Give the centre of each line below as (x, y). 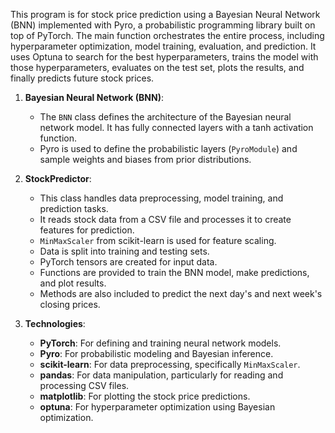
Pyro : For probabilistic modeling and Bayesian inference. (156, 353)
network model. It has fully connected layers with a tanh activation (176, 127)
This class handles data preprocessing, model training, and (161, 198)
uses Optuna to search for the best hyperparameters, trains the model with (164, 57)
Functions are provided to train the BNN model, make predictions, (174, 272)
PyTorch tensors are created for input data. (128, 262)
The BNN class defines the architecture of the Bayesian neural (165, 117)
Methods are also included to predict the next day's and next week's (181, 293)
